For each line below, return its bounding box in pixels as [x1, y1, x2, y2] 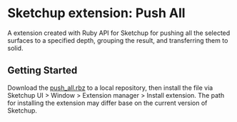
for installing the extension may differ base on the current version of [7, 98, 208, 107]
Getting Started [7, 64, 78, 76]
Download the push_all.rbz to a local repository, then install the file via [7, 83, 213, 92]
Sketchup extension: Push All [7, 5, 186, 21]
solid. [7, 44, 24, 52]
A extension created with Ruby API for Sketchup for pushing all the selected [7, 29, 231, 37]
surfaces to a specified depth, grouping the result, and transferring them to [7, 36, 228, 44]
